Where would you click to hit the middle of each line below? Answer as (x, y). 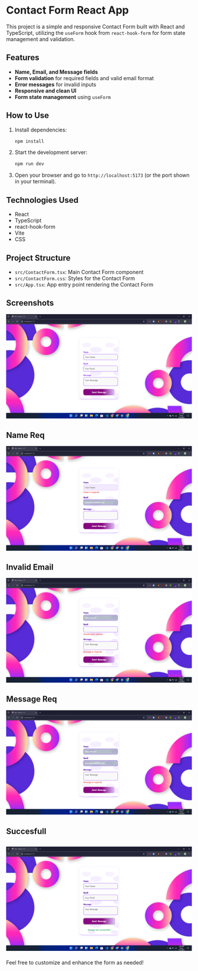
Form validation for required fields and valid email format (84, 78)
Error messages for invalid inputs (55, 84)
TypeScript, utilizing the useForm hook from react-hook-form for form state (96, 32)
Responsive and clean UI (45, 90)
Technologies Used (42, 200)
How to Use (28, 116)
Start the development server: (51, 152)
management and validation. (41, 39)
